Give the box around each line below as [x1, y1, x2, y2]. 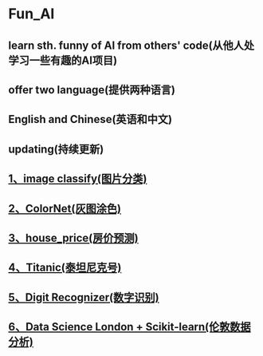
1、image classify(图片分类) [8, 172, 147, 186]
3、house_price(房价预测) [8, 231, 139, 244]
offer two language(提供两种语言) [8, 83, 175, 97]
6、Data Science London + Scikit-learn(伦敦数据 [8, 320, 251, 334]
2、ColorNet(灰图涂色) [8, 201, 122, 216]
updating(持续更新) [8, 142, 104, 156]
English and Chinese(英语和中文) [8, 113, 173, 126]
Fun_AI [8, 5, 55, 23]
